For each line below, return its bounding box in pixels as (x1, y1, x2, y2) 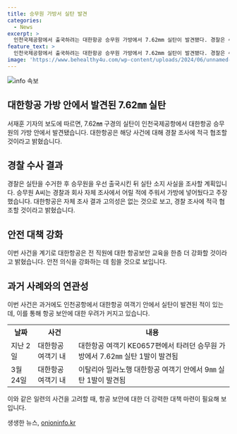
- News (13, 23, 33, 30)
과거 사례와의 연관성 (7, 280, 89, 292)
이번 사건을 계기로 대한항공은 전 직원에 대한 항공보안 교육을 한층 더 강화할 (7, 248, 209, 258)
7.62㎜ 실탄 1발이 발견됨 (99, 351, 178, 361)
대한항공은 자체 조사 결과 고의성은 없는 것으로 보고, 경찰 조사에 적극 (33, 197, 218, 205)
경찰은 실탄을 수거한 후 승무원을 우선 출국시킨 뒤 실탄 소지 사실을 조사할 (7, 179, 203, 188)
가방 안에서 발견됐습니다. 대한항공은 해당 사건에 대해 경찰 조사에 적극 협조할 (20, 128, 228, 136)
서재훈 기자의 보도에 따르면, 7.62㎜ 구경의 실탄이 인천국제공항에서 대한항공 (7, 119, 212, 128)
